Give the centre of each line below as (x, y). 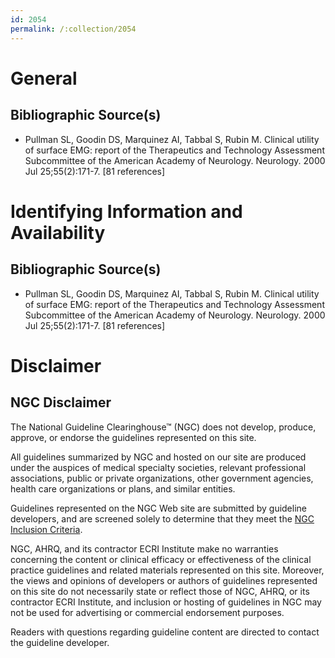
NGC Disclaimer (61, 402)
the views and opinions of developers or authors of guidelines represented (164, 580)
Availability (58, 232)
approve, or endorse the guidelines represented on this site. (133, 437)
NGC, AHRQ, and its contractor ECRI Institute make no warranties (144, 548)
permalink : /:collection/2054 (73, 29)
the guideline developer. (60, 642)
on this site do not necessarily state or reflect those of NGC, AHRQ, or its (160, 591)
